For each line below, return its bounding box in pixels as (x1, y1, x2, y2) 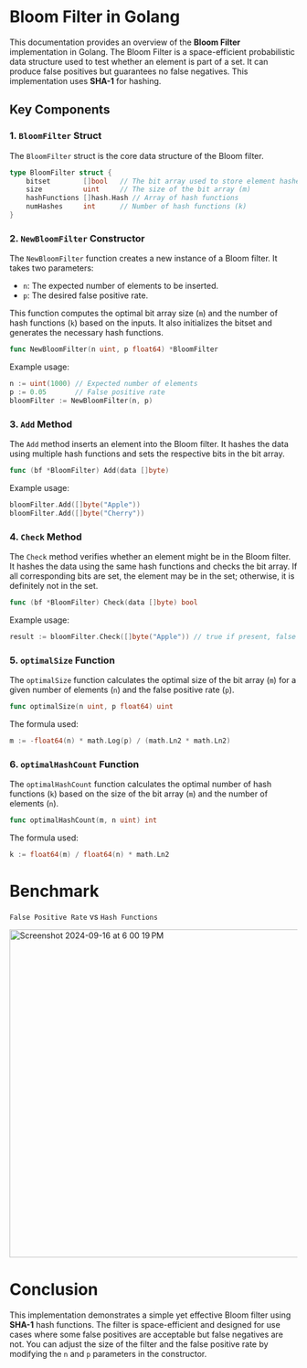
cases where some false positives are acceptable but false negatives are (9, 1329, 283, 1340)
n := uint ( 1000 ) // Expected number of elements (9, 379, 198, 389)
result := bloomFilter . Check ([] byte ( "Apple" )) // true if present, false (9, 632, 297, 641)
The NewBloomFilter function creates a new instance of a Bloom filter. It (9, 253, 278, 264)
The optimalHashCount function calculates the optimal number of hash (9, 778, 272, 789)
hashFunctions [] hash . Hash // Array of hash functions (26, 194, 239, 203)
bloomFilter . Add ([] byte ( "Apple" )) (9, 500, 142, 509)
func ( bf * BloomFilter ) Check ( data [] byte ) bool (9, 597, 198, 607)
